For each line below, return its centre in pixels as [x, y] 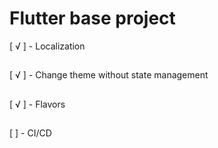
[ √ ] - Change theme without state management [109, 75]
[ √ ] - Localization [47, 46]
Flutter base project [92, 18]
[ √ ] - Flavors [37, 104]
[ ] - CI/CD [30, 133]
